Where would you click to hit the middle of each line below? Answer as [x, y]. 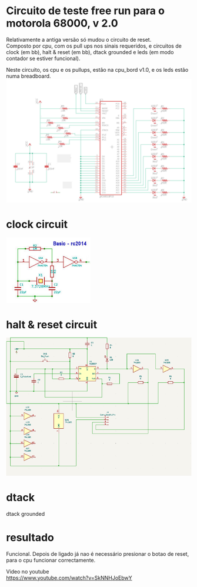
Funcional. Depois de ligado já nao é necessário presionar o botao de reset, [98, 553]
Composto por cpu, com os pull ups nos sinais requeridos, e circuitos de [94, 46]
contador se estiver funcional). [43, 58]
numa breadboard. [29, 76]
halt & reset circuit [52, 324]
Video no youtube [28, 571]
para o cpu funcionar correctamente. [51, 560]
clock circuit [37, 224]
